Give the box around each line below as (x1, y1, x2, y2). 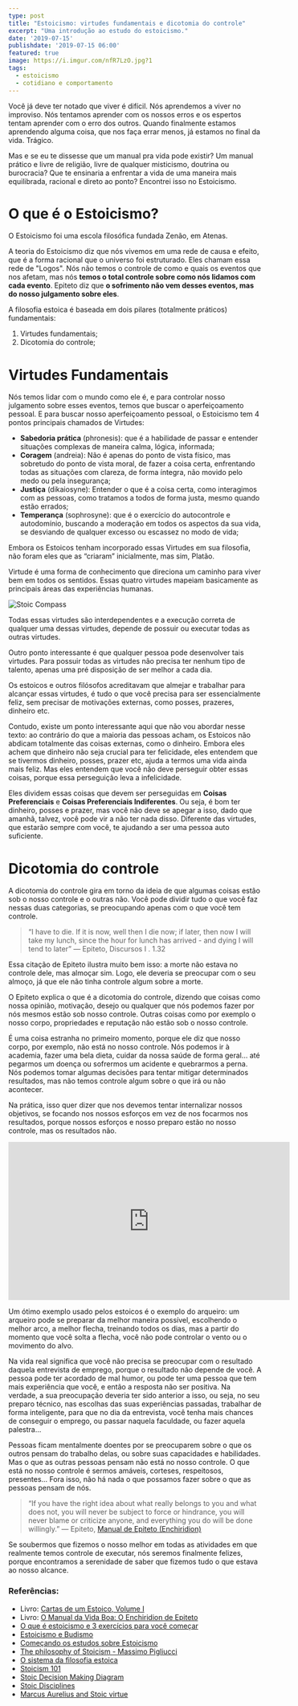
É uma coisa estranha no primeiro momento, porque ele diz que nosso (8, 1033, 241, 1043)
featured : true (8, 49, 59, 57)
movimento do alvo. (8, 1341, 74, 1351)
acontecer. (8, 1085, 44, 1094)
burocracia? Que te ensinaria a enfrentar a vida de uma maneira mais (8, 168, 237, 178)
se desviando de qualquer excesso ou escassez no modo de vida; (19, 527, 239, 537)
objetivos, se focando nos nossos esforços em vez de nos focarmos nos (8, 1109, 249, 1119)
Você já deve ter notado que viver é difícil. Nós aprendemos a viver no (8, 101, 241, 111)
